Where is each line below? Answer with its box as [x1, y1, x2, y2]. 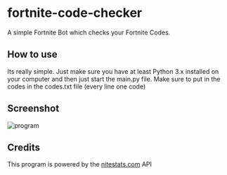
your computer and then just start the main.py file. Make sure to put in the [7, 74, 221, 83]
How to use [7, 48, 58, 60]
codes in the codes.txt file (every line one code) [7, 82, 146, 91]
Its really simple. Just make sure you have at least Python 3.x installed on [7, 67, 219, 75]
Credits [7, 141, 41, 153]
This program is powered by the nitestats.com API [7, 160, 153, 169]
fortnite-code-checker [7, 5, 143, 21]
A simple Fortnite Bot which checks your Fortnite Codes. [7, 28, 171, 37]
